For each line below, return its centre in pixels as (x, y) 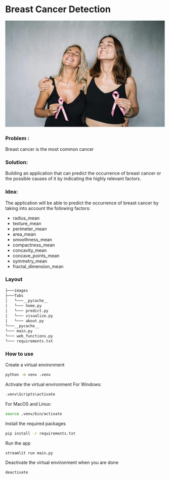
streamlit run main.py (29, 453)
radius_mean (26, 218)
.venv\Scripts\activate (30, 394)
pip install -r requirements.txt (40, 433)
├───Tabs (14, 295)
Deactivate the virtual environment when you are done (62, 463)
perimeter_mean (30, 229)
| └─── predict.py (27, 311)
